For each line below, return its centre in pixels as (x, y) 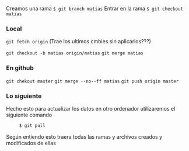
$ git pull (32, 125)
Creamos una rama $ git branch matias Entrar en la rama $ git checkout (95, 8)
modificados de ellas (31, 143)
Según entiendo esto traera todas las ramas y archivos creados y (84, 136)
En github (20, 68)
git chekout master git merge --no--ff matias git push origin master (92, 81)
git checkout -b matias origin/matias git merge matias (75, 53)
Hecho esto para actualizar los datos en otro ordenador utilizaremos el (91, 108)
